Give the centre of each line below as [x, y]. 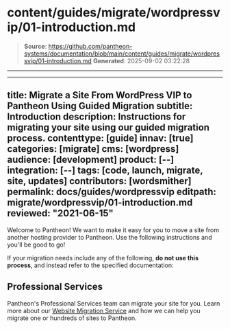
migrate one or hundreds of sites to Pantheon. [72, 318]
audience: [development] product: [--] [91, 160]
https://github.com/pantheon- [90, 46]
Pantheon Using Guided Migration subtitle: [100, 106]
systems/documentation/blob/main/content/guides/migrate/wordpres [122, 54]
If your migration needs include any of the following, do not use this [103, 258]
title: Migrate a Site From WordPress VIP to [100, 95]
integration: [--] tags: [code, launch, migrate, [105, 171]
